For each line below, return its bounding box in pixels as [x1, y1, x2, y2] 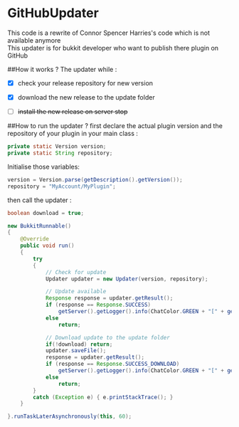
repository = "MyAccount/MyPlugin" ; [7, 183, 116, 190]
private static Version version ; [7, 143, 107, 150]
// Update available [45, 288, 107, 295]
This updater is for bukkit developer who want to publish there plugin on [7, 43, 219, 52]
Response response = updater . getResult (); [45, 295, 174, 302]
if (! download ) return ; [45, 340, 113, 348]
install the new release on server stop [17, 107, 128, 116]
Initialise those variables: [7, 162, 80, 171]
